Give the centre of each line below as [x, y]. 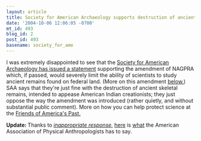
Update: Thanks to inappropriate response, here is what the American [93, 125]
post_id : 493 [22, 40]
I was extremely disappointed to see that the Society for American [88, 62]
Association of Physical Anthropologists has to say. [69, 131]
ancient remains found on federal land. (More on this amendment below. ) [96, 81]
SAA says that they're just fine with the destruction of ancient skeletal [92, 88]
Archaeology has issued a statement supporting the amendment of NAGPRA [100, 68]
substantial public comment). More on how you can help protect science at [98, 107]
